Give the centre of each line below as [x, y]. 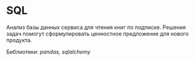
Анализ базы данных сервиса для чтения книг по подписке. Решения [96, 27]
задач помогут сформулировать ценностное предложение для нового [97, 33]
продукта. [19, 40]
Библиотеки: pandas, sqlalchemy [48, 51]
